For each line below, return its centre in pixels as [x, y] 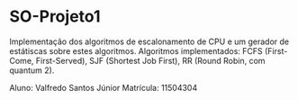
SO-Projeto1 [55, 17]
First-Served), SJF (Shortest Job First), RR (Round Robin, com [150, 60]
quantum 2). [32, 70]
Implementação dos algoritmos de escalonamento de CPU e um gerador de [149, 41]
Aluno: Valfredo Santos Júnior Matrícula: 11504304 [104, 87]
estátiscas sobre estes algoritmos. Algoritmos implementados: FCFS [136, 50]
